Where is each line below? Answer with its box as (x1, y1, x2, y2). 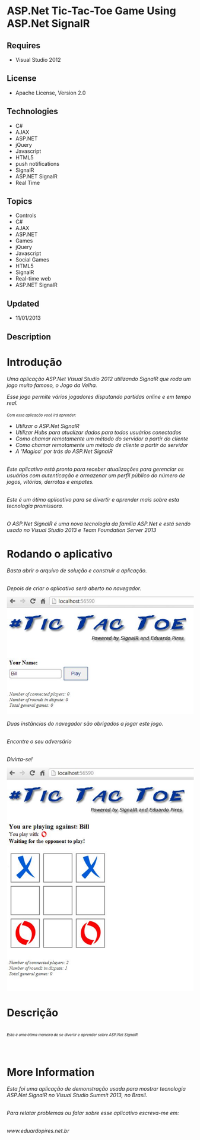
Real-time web (15, 275, 51, 282)
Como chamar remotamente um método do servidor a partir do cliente (15, 435, 189, 442)
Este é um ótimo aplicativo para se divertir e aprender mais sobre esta (7, 496, 180, 503)
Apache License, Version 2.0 (15, 89, 86, 96)
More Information (7, 1066, 95, 1079)
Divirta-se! (7, 756, 33, 763)
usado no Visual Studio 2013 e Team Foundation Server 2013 (7, 526, 157, 533)
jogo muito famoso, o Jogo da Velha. (7, 382, 97, 389)
